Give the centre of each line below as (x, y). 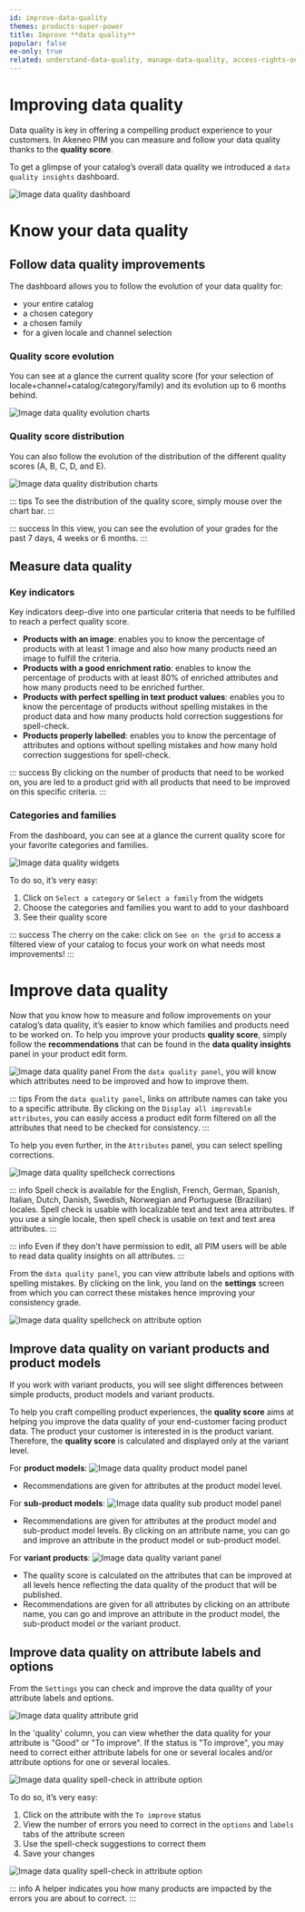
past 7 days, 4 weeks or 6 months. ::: (79, 537)
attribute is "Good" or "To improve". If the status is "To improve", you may (147, 1743)
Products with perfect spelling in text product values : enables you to (153, 697)
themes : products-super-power (67, 26)
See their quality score (64, 917)
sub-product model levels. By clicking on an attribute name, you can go (156, 1531)
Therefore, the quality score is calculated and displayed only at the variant (149, 1441)
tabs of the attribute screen (74, 1834)
